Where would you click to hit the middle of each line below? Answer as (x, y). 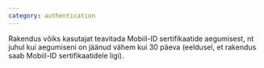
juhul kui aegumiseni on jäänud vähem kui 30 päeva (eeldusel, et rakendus (132, 47)
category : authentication (52, 16)
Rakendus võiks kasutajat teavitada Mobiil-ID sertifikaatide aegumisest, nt (131, 38)
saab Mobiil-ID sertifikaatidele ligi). (66, 55)
